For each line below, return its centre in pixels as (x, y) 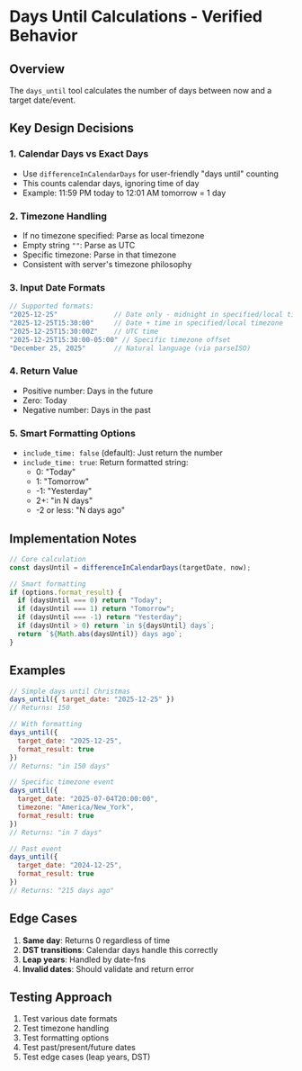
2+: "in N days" (64, 500)
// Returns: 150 (40, 708)
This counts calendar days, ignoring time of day (111, 183)
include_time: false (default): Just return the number (122, 453)
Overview (37, 69)
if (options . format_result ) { (66, 592)
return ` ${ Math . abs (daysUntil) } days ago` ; (100, 634)
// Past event (36, 849)
